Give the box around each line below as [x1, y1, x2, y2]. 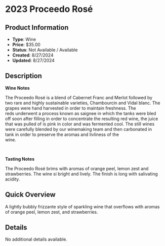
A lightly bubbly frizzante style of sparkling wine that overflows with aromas [5, 203, 160, 209]
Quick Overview [5, 190, 56, 199]
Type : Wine [12, 36, 36, 42]
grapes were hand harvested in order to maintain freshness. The [5, 105, 136, 111]
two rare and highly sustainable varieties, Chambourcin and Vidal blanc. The [5, 100, 161, 106]
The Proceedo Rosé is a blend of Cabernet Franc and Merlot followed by [5, 94, 153, 100]
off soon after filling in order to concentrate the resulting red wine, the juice [5, 116, 158, 122]
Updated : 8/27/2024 [12, 58, 55, 63]
